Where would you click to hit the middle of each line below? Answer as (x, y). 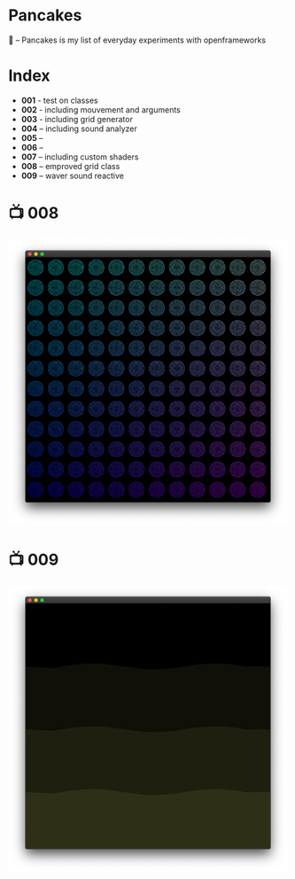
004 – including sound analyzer (79, 128)
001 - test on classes (59, 100)
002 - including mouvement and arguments (101, 109)
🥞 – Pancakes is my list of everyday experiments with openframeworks (137, 40)
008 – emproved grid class (70, 166)
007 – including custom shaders (80, 157)
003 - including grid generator (77, 119)
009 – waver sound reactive (73, 175)
